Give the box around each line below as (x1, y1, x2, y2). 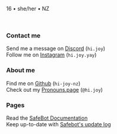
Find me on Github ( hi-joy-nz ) (6, 80, 81, 87)
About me (6, 66, 36, 74)
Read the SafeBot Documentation (6, 114, 88, 121)
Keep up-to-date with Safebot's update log (6, 120, 111, 127)
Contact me (6, 31, 41, 39)
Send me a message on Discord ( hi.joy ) (6, 45, 106, 52)
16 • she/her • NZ (6, 5, 49, 12)
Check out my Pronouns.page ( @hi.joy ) (6, 86, 103, 93)
